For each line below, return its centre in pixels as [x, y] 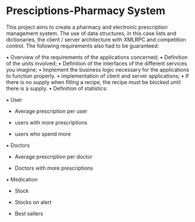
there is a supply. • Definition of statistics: [57, 88]
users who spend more [43, 134]
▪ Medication [22, 179]
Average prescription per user [51, 111]
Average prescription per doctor [54, 156]
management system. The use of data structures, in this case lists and [91, 33]
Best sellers [29, 213]
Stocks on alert [33, 202]
